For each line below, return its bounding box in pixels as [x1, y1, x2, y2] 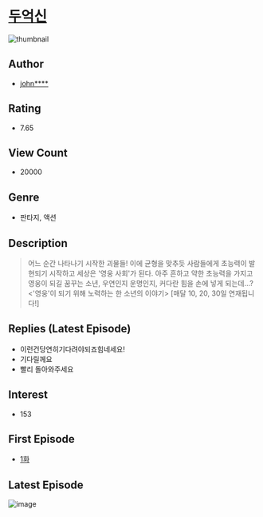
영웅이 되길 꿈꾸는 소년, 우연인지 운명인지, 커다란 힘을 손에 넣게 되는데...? [27, 279, 253, 288]
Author [8, 58, 44, 71]
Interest [8, 388, 48, 402]
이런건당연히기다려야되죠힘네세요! [19, 344, 125, 354]
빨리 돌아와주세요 [19, 364, 74, 374]
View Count [8, 145, 68, 160]
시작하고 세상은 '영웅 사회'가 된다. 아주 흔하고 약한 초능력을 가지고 [49, 268, 253, 278]
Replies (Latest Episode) [8, 322, 131, 336]
